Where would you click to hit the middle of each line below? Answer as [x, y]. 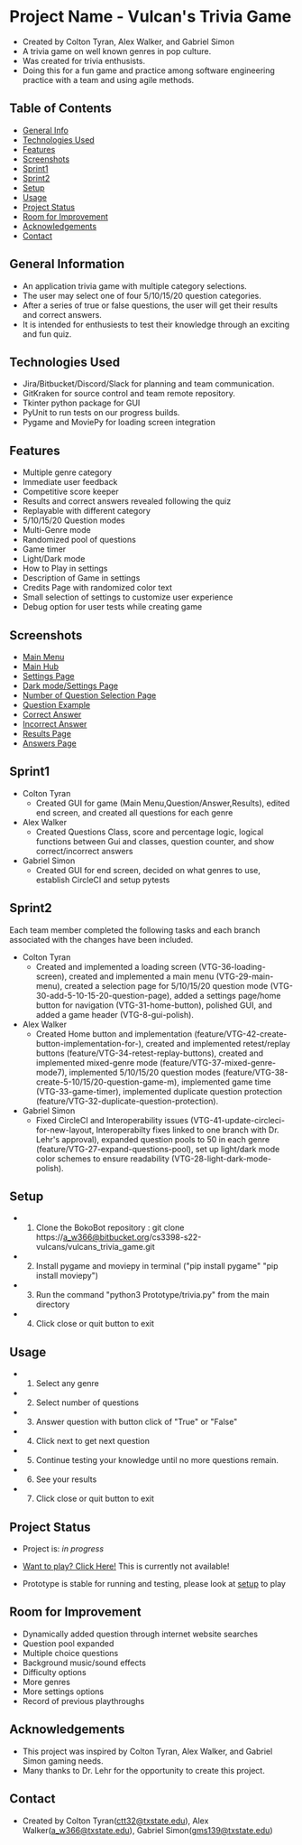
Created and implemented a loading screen [116, 966]
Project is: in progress [63, 1549]
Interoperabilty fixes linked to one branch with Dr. [188, 1130]
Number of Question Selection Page [89, 695]
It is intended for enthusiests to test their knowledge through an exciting [156, 324]
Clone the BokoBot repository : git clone [110, 1228]
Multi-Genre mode [57, 530]
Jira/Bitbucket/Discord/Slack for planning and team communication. [148, 384]
